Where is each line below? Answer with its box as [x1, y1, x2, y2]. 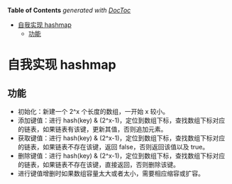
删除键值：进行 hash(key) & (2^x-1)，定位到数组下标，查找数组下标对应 [17, 151, 226, 160]
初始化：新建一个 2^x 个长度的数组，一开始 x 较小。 [17, 108, 169, 115]
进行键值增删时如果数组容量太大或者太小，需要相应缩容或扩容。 [17, 169, 204, 178]
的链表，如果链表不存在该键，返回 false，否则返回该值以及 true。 [17, 143, 209, 151]
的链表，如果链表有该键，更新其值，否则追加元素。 [17, 125, 167, 133]
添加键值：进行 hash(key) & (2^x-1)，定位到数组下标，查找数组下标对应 [17, 116, 226, 125]
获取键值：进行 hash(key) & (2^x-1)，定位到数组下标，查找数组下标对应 [17, 134, 226, 142]
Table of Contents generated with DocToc [7, 6, 131, 14]
